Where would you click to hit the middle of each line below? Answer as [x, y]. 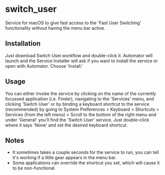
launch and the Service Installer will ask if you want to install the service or [82, 61]
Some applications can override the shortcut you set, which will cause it [86, 163]
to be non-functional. [34, 168]
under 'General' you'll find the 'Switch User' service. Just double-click [77, 120]
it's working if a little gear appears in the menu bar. [64, 158]
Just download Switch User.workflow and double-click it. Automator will [79, 55]
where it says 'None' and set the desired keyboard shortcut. [67, 125]
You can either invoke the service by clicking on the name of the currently [81, 93]
